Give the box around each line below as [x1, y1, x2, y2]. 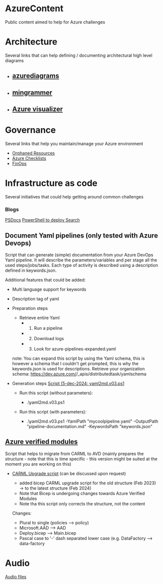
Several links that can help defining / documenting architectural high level [5, 52, 152, 58]
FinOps [12, 160, 27, 166]
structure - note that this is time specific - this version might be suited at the [5, 455, 158, 462]
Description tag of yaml [12, 296, 59, 302]
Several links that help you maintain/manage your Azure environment [5, 140, 144, 147]
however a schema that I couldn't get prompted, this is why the [12, 361, 139, 367]
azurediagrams [12, 72, 59, 80]
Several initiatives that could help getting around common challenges [5, 194, 144, 199]
